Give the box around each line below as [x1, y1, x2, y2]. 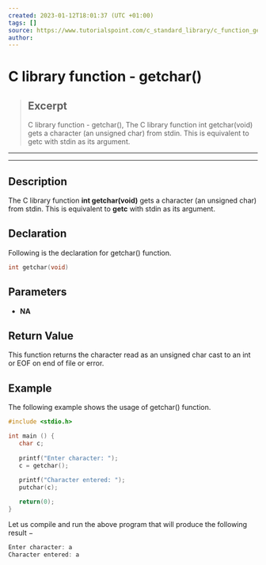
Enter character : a [8, 543, 73, 551]
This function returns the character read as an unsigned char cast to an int [8, 350, 251, 360]
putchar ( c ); [18, 483, 59, 491]
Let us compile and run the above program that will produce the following [8, 519, 248, 529]
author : [8, 33, 34, 42]
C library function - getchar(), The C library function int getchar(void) [27, 120, 253, 130]
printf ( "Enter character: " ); [18, 454, 119, 462]
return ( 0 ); [18, 498, 55, 506]
